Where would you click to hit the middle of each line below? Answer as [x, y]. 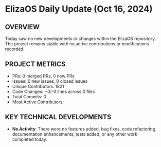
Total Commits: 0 [29, 96]
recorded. [15, 49]
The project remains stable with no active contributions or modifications [77, 44]
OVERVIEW [22, 27]
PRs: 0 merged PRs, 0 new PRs [43, 76]
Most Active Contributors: [38, 102]
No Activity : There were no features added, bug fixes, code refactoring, [84, 129]
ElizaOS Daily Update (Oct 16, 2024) [79, 9]
